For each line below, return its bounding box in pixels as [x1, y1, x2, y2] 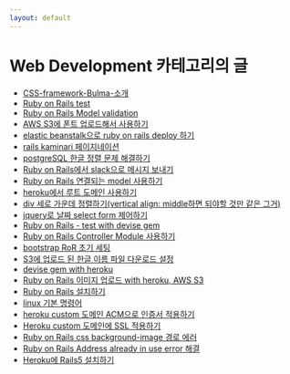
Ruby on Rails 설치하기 [22, 286, 107, 296]
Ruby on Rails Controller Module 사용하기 [22, 230, 176, 242]
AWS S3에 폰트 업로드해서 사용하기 [22, 118, 149, 129]
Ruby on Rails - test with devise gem [22, 220, 161, 231]
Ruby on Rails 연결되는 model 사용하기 [22, 175, 163, 186]
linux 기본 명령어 [22, 297, 83, 308]
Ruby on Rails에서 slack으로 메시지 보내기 [22, 163, 174, 174]
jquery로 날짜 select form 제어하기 [22, 209, 149, 220]
